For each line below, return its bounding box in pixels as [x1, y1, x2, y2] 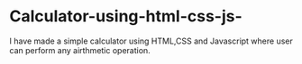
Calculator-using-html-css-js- [9, 6, 243, 27]
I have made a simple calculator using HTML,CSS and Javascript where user [9, 36, 293, 46]
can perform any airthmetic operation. [9, 44, 151, 55]
